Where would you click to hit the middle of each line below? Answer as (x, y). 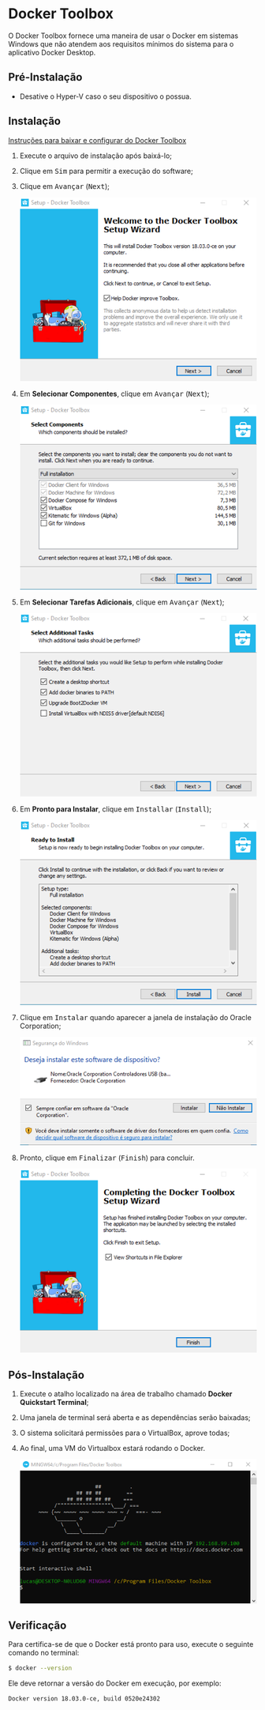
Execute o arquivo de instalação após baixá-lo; (95, 156)
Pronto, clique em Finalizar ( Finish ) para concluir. (107, 1158)
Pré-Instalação (45, 77)
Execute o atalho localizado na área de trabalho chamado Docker (126, 1394)
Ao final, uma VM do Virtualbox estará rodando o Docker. (112, 1448)
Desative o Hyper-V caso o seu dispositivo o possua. (105, 96)
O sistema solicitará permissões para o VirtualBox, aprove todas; (125, 1433)
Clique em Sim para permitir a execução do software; (106, 171)
